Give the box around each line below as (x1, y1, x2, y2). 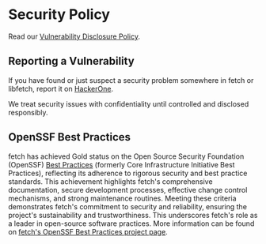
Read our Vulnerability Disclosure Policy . (8, 32, 141, 41)
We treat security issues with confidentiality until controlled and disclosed (8, 99, 249, 108)
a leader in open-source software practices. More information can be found (8, 219, 255, 228)
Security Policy (8, 6, 111, 24)
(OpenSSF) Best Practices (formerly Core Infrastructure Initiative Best (8, 160, 235, 169)
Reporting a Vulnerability (8, 54, 135, 68)
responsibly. (8, 107, 48, 117)
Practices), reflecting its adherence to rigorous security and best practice (8, 168, 248, 178)
